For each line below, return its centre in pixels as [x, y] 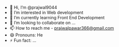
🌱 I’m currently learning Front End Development [57, 18]
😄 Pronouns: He [26, 35]
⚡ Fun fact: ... [23, 40]
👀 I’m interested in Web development [46, 12]
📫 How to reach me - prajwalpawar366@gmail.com [62, 28]
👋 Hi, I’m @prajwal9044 [33, 7]
